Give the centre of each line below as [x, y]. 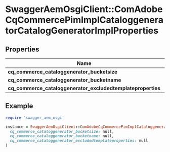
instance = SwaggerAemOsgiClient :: [43, 127]
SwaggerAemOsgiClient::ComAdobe [84, 9]
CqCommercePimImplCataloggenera [84, 20]
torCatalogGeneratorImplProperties [82, 31]
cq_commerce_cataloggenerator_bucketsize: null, [62, 131]
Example [19, 106]
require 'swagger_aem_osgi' [35, 118]
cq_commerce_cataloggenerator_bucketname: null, [62, 136]
